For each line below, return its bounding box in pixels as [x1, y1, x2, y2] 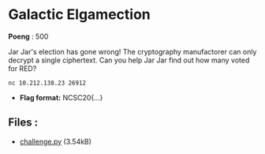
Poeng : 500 [8, 32, 49, 41]
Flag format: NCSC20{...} [19, 92, 103, 102]
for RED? [8, 63, 37, 73]
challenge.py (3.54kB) [19, 137, 92, 146]
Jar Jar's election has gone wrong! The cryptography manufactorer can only [8, 47, 257, 56]
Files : [8, 116, 38, 130]
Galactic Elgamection [8, 6, 151, 24]
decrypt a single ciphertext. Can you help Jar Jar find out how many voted [8, 55, 250, 65]
